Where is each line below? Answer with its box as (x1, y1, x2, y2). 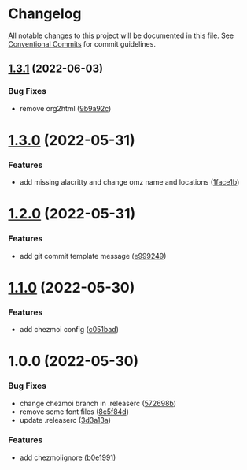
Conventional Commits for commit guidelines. (8, 39, 156, 48)
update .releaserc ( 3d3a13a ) (19, 415, 112, 424)
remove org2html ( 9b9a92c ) (19, 103, 112, 113)
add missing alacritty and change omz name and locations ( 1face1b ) (19, 177, 240, 187)
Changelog (8, 5, 82, 23)
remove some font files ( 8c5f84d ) (19, 407, 130, 416)
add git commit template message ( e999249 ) (19, 251, 167, 260)
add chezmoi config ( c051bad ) (19, 325, 120, 334)
